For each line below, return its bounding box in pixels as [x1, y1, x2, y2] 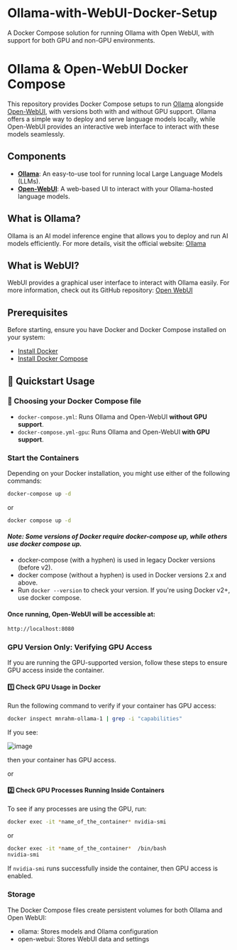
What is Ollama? [7, 213, 82, 225]
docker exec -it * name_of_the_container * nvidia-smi [7, 818, 167, 826]
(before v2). [17, 563, 53, 572]
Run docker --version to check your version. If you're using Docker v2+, [17, 586, 231, 594]
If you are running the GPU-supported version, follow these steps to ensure [7, 658, 228, 667]
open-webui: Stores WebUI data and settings [17, 934, 150, 943]
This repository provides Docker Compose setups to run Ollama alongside [7, 100, 224, 108]
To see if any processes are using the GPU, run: [7, 804, 147, 813]
